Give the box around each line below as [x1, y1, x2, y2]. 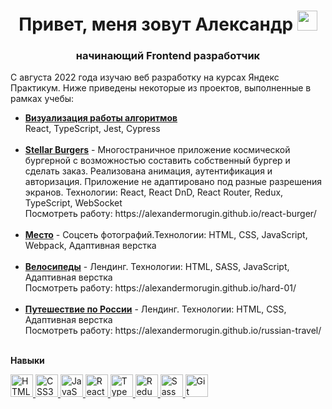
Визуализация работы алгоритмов [24, 112, 178, 124]
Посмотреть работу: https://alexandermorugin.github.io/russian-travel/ [24, 325, 322, 337]
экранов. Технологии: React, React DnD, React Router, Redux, [24, 186, 284, 199]
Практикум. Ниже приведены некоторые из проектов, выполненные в [10, 82, 312, 94]
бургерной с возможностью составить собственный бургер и [24, 155, 291, 167]
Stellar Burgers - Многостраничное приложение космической [24, 144, 291, 156]
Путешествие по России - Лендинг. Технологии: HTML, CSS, [24, 303, 287, 315]
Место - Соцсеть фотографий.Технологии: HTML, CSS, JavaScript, [24, 229, 308, 241]
